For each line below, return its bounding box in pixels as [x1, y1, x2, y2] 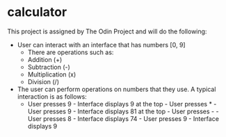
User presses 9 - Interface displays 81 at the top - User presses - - [27, 107, 219, 115]
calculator [7, 4, 67, 20]
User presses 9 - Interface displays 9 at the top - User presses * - [27, 99, 217, 108]
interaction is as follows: [17, 92, 87, 101]
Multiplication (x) [27, 70, 76, 79]
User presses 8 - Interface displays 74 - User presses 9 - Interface [27, 114, 219, 122]
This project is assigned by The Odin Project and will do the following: [7, 27, 207, 35]
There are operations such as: [27, 48, 114, 56]
